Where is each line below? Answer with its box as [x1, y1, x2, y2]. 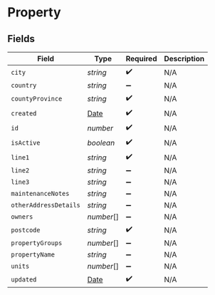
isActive [11, 138, 41, 147]
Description [163, 54, 205, 63]
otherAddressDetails [11, 201, 80, 209]
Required [125, 54, 157, 63]
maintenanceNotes [11, 190, 70, 197]
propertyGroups [11, 239, 63, 247]
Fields [7, 33, 36, 45]
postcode [11, 226, 41, 234]
